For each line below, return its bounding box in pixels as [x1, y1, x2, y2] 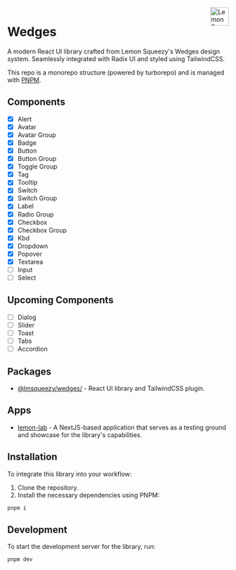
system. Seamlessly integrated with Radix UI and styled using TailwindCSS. [7, 54, 225, 63]
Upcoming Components [7, 294, 114, 306]
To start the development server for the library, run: [7, 543, 156, 551]
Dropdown [17, 242, 48, 250]
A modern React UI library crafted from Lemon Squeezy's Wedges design [7, 47, 221, 56]
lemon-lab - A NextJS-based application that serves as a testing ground [17, 423, 227, 432]
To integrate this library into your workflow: [7, 469, 132, 478]
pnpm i [7, 504, 27, 512]
